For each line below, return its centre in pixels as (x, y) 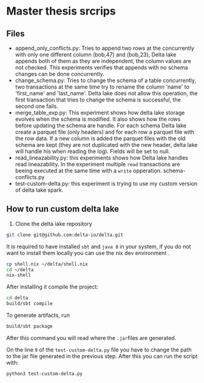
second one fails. (37, 106)
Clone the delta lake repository (53, 223)
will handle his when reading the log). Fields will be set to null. (92, 151)
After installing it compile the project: (52, 287)
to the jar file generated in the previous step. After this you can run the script (102, 356)
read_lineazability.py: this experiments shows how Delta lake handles (101, 158)
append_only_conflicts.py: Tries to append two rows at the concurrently (104, 48)
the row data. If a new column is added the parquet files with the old (100, 138)
